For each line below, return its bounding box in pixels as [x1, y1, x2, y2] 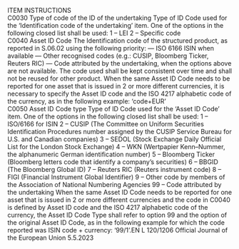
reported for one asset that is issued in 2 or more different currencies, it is [7, 82, 225, 90]
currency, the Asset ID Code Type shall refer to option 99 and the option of [7, 210, 227, 219]
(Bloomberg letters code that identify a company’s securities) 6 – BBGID [7, 158, 219, 166]
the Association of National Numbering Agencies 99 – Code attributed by [7, 181, 222, 188]
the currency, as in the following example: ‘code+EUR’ [7, 97, 166, 106]
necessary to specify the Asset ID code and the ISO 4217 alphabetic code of [7, 89, 232, 98]
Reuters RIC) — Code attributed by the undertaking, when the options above [7, 59, 232, 67]
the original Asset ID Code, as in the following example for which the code [7, 218, 225, 227]
